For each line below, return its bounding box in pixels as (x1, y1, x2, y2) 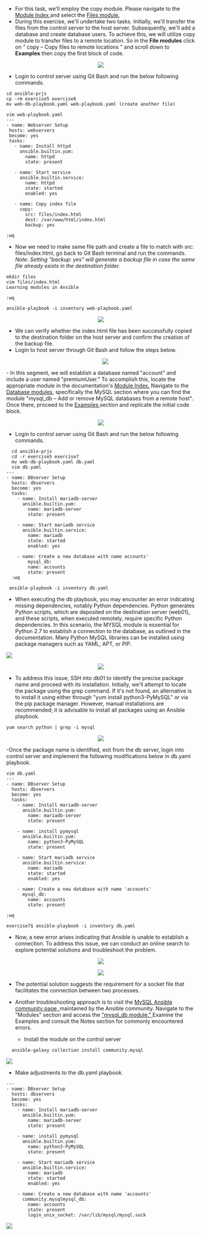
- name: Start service (14, 169, 71, 175)
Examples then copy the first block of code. (14, 50, 124, 56)
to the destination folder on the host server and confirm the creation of (14, 333, 190, 341)
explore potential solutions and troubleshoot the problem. (14, 946, 157, 953)
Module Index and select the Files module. (14, 11, 120, 19)
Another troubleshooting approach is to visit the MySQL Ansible (14, 998, 173, 1006)
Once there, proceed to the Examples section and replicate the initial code (6, 401, 190, 408)
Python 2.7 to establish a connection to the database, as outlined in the (14, 628, 191, 634)
